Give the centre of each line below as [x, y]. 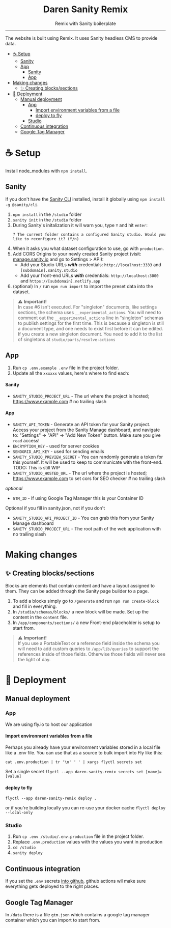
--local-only [19, 813]
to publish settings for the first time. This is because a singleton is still [91, 323]
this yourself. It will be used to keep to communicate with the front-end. [88, 462]
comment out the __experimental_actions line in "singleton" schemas [91, 318]
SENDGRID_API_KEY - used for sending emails [58, 451]
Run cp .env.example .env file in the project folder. [66, 368]
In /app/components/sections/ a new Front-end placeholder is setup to [86, 623]
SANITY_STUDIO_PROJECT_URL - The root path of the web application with [87, 528]
